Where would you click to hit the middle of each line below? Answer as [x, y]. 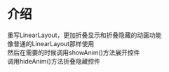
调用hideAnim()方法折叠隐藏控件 [54, 61]
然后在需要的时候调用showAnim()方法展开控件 [74, 52]
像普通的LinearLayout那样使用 [51, 43]
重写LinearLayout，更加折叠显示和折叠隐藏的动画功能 [84, 35]
